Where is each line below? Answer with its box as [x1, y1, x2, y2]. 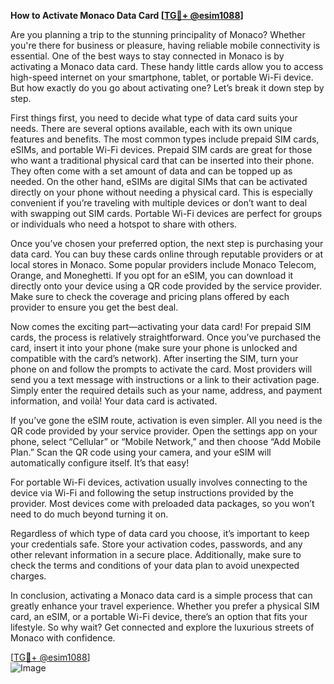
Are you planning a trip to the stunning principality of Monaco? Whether [10, 29, 306, 40]
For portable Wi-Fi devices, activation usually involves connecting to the [10, 476, 308, 488]
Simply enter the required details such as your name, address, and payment [10, 385, 323, 396]
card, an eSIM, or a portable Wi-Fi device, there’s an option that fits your [10, 611, 308, 622]
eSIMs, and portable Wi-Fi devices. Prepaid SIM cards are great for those [10, 144, 313, 155]
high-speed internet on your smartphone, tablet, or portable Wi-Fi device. [10, 71, 314, 83]
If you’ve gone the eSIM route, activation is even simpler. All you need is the [10, 415, 323, 426]
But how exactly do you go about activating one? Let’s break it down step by [10, 82, 325, 94]
